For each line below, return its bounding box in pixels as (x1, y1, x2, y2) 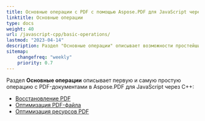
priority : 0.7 (17, 60, 53, 66)
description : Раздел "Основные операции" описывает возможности (6, 43, 173, 49)
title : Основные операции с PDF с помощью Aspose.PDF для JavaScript (6, 9, 187, 15)
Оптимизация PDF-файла (15, 101, 81, 108)
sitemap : (6, 49, 29, 55)
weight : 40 (6, 26, 34, 32)
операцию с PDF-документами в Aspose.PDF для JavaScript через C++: (6, 83, 195, 90)
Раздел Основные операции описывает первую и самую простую (6, 77, 181, 84)
